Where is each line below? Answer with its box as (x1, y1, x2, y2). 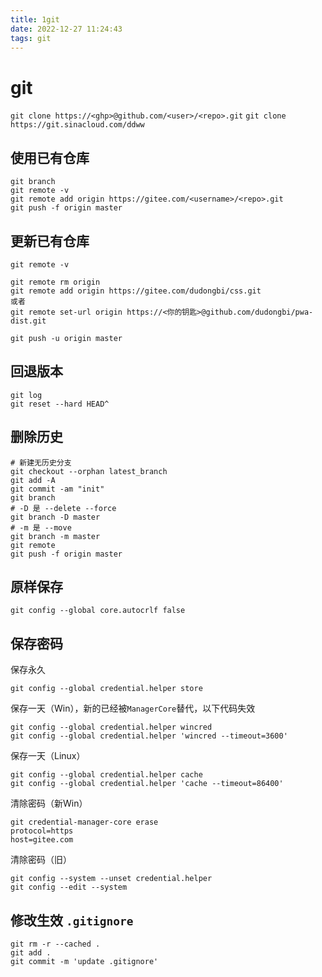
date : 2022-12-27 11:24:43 (10, 24, 123, 34)
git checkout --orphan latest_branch (10, 466, 168, 476)
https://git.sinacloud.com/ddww (10, 120, 145, 130)
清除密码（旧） (10, 854, 72, 866)
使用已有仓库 (10, 149, 90, 166)
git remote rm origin (10, 277, 101, 287)
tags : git (10, 33, 52, 43)
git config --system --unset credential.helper (10, 874, 213, 884)
